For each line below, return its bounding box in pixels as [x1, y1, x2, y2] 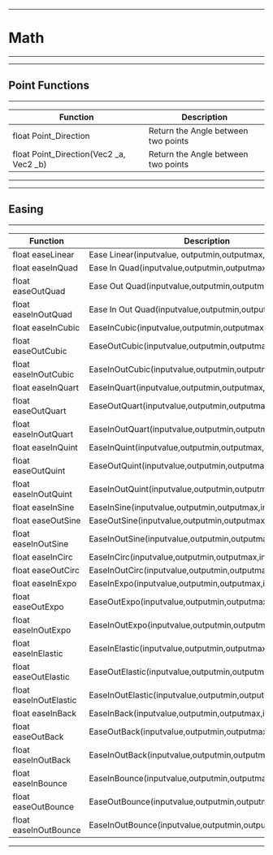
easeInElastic [12, 647, 63, 659]
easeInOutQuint [12, 488, 73, 499]
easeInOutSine [12, 538, 69, 549]
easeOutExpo [12, 601, 64, 612]
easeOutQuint [12, 464, 66, 476]
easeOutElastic [12, 671, 71, 682]
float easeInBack [12, 707, 77, 719]
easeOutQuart [12, 405, 67, 417]
